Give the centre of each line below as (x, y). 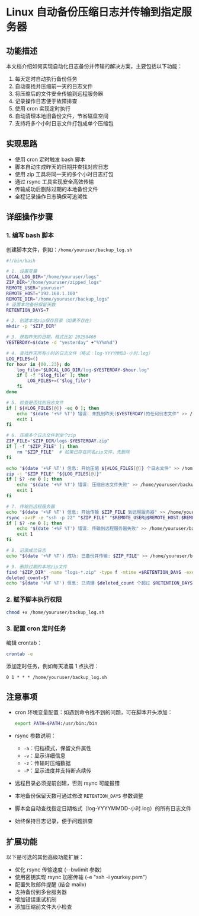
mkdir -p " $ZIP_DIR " (32, 326)
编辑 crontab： (24, 643)
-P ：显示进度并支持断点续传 (57, 770)
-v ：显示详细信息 (44, 756)
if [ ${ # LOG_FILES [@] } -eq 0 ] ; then (53, 408)
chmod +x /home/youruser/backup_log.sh (55, 612)
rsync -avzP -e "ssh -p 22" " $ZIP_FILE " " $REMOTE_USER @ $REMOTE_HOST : (94, 517)
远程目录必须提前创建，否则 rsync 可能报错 (67, 783)
